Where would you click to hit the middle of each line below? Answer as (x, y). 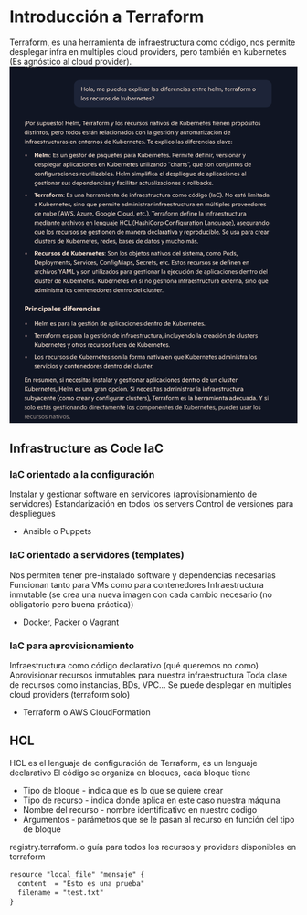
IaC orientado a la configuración (82, 474)
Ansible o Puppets (57, 531)
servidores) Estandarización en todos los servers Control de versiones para (152, 504)
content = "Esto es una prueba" (81, 883)
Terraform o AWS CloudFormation (86, 712)
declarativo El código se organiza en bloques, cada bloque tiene (130, 773)
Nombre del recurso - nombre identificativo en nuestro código (140, 809)
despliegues (33, 514)
